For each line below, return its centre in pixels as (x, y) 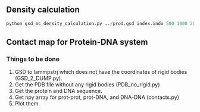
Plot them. (27, 104)
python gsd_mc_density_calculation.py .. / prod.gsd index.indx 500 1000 (97, 23)
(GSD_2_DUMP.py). (38, 78)
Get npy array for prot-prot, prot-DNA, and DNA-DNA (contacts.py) (97, 97)
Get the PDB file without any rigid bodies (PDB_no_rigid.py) (87, 85)
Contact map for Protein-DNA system (77, 42)
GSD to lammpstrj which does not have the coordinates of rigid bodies (101, 72)
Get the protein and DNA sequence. (59, 91)
